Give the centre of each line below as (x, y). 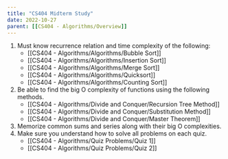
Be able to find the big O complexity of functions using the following (113, 89)
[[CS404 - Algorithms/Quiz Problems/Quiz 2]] (92, 148)
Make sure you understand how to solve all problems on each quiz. (112, 134)
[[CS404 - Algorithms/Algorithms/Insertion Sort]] (96, 61)
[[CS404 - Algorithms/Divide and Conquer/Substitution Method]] (119, 112)
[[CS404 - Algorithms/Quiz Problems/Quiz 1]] (91, 141)
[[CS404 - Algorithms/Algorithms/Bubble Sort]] (94, 53)
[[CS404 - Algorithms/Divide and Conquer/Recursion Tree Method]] (123, 105)
